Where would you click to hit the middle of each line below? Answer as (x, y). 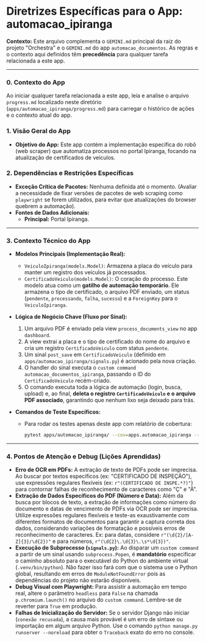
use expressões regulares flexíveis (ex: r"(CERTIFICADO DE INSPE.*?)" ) (104, 483)
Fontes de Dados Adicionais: (52, 212)
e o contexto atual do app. (39, 115)
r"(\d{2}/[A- (177, 536)
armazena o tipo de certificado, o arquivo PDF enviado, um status (107, 292)
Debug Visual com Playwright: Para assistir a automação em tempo (101, 587)
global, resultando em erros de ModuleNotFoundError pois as (90, 574)
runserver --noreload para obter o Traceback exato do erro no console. (105, 632)
